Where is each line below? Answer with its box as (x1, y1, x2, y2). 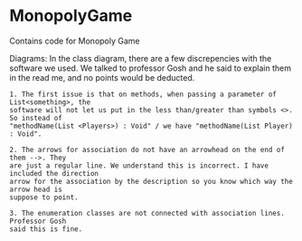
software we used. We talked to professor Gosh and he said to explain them (9, 63, 292, 73)
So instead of (9, 113, 63, 122)
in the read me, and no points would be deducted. (9, 72, 195, 82)
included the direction (9, 169, 99, 178)
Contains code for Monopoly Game (9, 35, 140, 46)
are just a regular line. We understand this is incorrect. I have (9, 160, 269, 170)
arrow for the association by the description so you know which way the (9, 177, 294, 186)
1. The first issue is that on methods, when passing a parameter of (9, 90, 278, 99)
